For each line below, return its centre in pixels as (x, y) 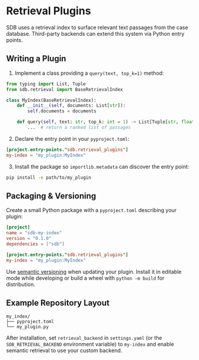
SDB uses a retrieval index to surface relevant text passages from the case (97, 27)
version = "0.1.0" (29, 239)
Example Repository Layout (58, 303)
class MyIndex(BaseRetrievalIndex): (51, 100)
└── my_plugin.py (28, 327)
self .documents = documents (62, 111)
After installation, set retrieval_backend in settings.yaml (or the (84, 338)
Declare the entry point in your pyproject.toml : (72, 138)
